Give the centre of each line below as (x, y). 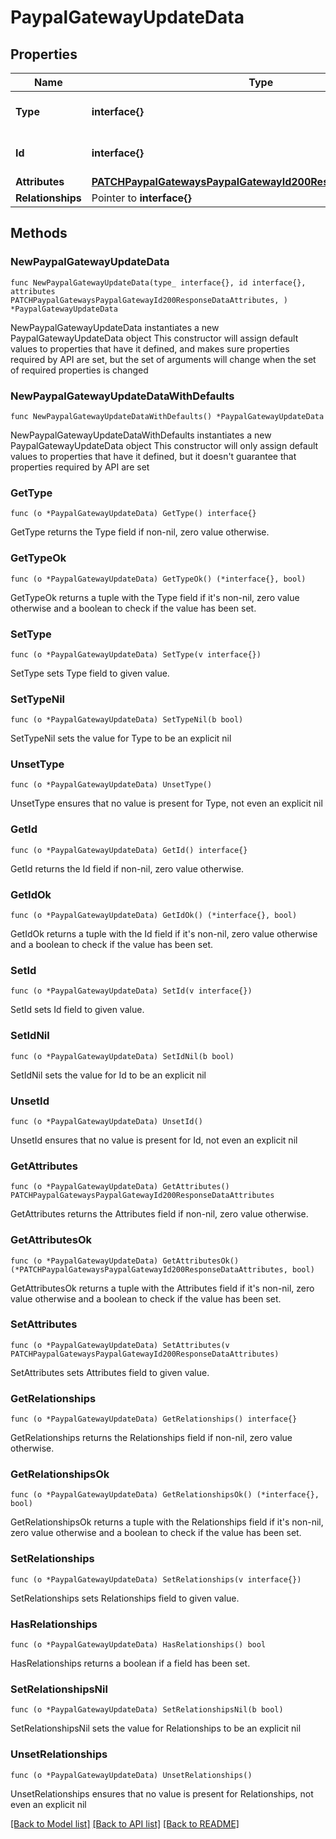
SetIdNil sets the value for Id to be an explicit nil (108, 1075)
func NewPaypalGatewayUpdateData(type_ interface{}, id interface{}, (158, 282)
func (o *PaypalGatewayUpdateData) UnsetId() (106, 1121)
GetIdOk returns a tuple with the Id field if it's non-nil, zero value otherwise (164, 934)
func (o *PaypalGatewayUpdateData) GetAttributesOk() (125, 1261)
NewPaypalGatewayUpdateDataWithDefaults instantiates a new (141, 435)
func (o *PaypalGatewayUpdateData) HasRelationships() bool (138, 1645)
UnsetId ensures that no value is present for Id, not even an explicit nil (154, 1140)
